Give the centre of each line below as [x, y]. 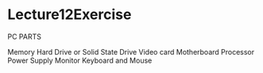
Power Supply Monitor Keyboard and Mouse [80, 60]
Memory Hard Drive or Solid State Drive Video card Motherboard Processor [131, 52]
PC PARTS [24, 36]
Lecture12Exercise [70, 15]
